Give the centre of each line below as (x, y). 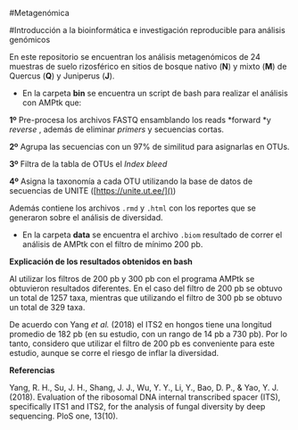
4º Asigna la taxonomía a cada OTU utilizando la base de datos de (131, 181)
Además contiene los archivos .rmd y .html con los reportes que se (132, 208)
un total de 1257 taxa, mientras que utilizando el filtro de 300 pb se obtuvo (146, 298)
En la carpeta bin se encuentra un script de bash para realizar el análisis (155, 93)
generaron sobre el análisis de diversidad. (86, 217)
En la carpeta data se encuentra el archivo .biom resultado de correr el (152, 235)
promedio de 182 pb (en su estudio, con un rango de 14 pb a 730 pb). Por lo (149, 334)
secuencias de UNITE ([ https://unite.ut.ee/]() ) (93, 190)
